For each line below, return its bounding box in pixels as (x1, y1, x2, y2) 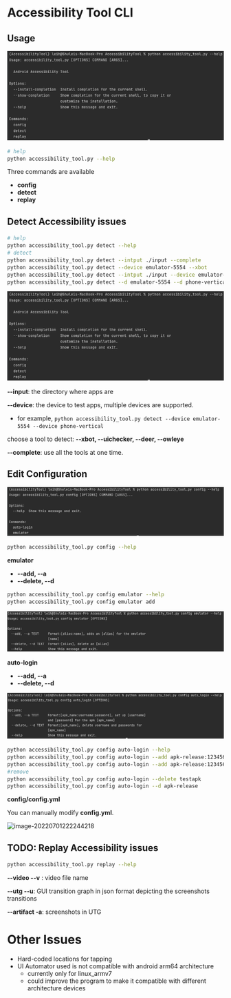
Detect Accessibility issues (7, 215, 126, 227)
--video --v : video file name (7, 874, 89, 882)
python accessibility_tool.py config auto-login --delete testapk (7, 775, 201, 783)
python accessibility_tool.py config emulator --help (7, 591, 165, 598)
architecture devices (27, 984, 86, 992)
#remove (7, 768, 30, 775)
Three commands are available (7, 168, 95, 176)
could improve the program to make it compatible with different (27, 977, 206, 985)
